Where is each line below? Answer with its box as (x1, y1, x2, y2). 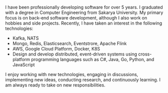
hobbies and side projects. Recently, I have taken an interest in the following (5, 20, 162, 26)
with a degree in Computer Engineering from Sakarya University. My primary (5, 9, 163, 15)
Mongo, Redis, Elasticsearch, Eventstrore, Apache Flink (12, 40, 127, 46)
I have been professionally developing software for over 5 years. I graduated (5, 4, 163, 10)
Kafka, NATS (12, 35, 39, 41)
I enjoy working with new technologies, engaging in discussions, (5, 71, 138, 77)
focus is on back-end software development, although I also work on (5, 15, 147, 20)
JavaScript (12, 62, 35, 67)
